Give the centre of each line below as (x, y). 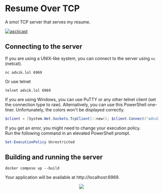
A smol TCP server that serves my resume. (48, 22)
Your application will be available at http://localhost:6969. (62, 177)
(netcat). (14, 63)
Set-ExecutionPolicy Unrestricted (40, 142)
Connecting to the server (44, 47)
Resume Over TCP (42, 9)
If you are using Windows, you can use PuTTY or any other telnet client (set (81, 99)
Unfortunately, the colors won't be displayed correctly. (70, 109)
